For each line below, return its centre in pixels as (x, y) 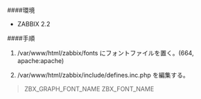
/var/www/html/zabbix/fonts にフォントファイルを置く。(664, (105, 53)
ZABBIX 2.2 (34, 24)
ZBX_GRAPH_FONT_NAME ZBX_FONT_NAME (89, 89)
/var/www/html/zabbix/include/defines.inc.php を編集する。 (103, 75)
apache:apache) (41, 61)
